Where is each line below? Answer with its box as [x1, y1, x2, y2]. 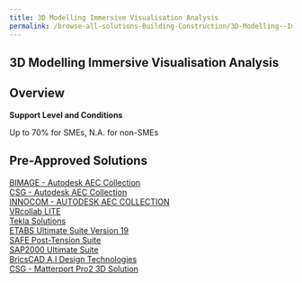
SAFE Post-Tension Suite [9, 234, 102, 245]
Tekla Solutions [9, 215, 67, 226]
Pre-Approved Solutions [9, 153, 148, 169]
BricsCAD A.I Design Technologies [9, 253, 138, 264]
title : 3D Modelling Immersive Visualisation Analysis [9, 13, 219, 23]
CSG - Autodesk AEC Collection [9, 187, 128, 197]
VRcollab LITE [9, 205, 61, 216]
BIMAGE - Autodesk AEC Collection [9, 177, 141, 187]
